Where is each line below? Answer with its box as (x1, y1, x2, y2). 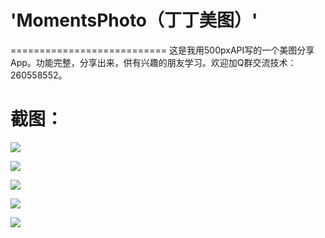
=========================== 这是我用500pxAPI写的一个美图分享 (10, 44, 315, 56)
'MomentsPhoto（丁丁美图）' (10, 9, 258, 32)
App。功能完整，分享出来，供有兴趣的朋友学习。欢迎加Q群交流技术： (10, 56, 297, 68)
